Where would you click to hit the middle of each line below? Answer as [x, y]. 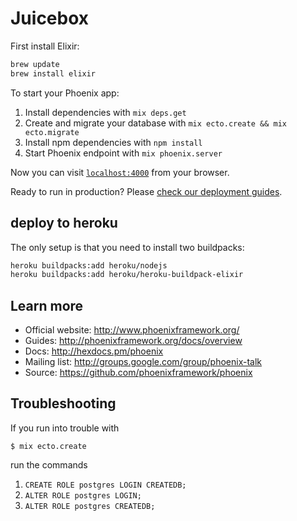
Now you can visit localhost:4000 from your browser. [120, 172]
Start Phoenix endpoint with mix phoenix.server [123, 153]
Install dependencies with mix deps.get [105, 112]
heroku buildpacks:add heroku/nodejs [89, 265]
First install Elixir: [45, 46]
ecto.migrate [52, 132]
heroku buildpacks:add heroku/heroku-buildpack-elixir [127, 275]
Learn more [47, 305]
